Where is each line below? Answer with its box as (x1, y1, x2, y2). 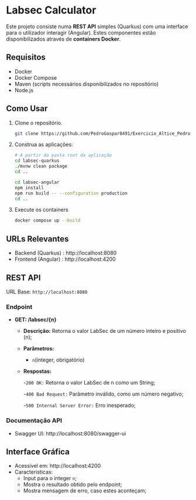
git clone (14, 130, 39, 137)
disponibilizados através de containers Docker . (6, 35, 121, 42)
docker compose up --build (14, 217, 81, 223)
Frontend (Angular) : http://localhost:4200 (14, 256, 116, 263)
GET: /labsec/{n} (14, 316, 57, 323)
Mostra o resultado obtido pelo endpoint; (23, 481, 122, 488)
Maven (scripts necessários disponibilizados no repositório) (14, 80, 159, 87)
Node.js (14, 86, 34, 94)
